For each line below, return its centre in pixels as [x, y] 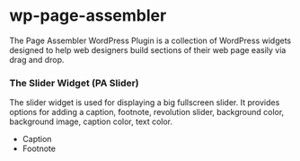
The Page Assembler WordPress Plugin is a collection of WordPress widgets [150, 40]
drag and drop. [37, 59]
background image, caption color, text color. [91, 121]
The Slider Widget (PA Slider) [74, 83]
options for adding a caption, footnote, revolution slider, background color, [147, 112]
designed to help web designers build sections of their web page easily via [148, 49]
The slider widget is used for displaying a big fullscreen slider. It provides [145, 103]
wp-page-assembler [88, 16]
